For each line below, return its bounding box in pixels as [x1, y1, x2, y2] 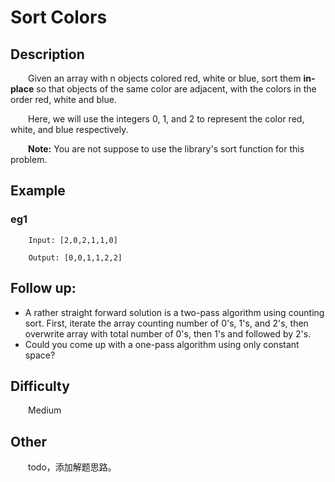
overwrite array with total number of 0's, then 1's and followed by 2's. [24, 327, 312, 340]
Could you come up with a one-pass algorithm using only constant [24, 338, 300, 350]
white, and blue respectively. [10, 124, 129, 135]
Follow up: [10, 280, 77, 297]
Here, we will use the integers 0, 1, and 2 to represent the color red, [28, 113, 305, 125]
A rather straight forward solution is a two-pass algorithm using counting [24, 306, 325, 318]
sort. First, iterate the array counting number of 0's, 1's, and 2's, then [24, 317, 309, 329]
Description [10, 46, 85, 63]
